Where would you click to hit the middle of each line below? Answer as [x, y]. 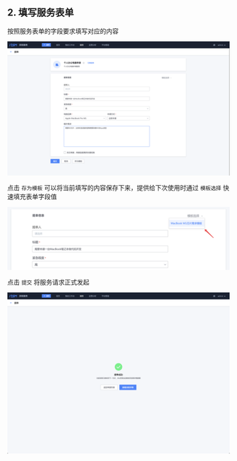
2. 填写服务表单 [41, 13]
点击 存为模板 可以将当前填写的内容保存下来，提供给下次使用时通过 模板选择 [114, 187]
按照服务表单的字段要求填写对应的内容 [63, 31]
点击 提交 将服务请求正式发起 [48, 282]
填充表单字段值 [35, 196]
